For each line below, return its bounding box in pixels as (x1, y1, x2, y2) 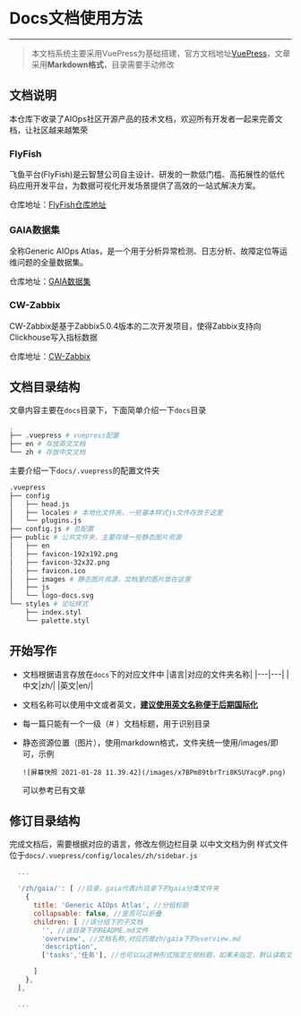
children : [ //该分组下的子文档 (32, 917, 143, 926)
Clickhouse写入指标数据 (9, 331, 99, 342)
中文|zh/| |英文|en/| (21, 680, 94, 691)
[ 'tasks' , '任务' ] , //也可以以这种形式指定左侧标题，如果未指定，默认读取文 (41, 951, 293, 960)
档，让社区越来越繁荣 (9, 125, 88, 135)
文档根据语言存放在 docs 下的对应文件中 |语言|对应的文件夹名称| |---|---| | (21, 668, 289, 679)
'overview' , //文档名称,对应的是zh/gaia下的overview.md (41, 934, 241, 943)
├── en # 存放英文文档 (9, 440, 86, 449)
